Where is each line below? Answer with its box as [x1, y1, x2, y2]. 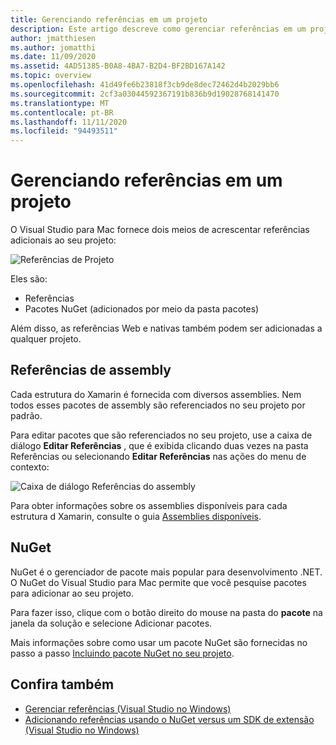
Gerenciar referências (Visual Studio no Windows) [24, 702, 232, 715]
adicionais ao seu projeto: [10, 234, 117, 246]
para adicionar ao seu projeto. [10, 587, 134, 599]
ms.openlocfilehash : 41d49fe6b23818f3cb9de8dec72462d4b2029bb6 [10, 80, 280, 90]
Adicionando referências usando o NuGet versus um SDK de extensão [24, 713, 315, 725]
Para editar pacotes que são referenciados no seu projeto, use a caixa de [10, 429, 313, 441]
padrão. [10, 409, 43, 421]
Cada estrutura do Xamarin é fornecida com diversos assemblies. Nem [10, 388, 302, 400]
